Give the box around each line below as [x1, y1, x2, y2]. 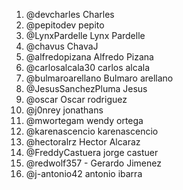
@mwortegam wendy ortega [25, 115, 144, 126]
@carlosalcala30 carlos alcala [25, 62, 150, 73]
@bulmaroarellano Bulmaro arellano [25, 72, 174, 84]
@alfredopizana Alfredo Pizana [25, 51, 154, 63]
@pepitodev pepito [25, 19, 105, 31]
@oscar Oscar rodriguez [25, 94, 128, 105]
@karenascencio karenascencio [25, 125, 159, 137]
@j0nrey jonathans [25, 104, 104, 116]
